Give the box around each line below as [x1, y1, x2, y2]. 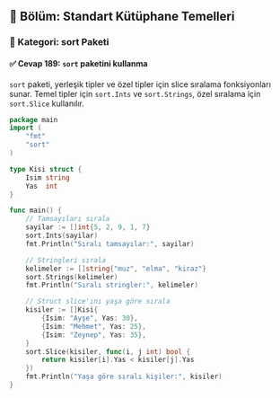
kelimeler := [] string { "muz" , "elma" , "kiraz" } [25, 264, 206, 273]
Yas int [25, 181, 58, 190]
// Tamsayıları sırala [25, 215, 110, 224]
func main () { [9, 206, 63, 216]
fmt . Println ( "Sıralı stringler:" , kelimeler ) [25, 280, 199, 290]
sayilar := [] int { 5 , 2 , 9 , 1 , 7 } [25, 223, 151, 232]
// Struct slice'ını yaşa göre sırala [25, 297, 171, 306]
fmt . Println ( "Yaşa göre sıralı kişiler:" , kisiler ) [25, 372, 223, 382]
